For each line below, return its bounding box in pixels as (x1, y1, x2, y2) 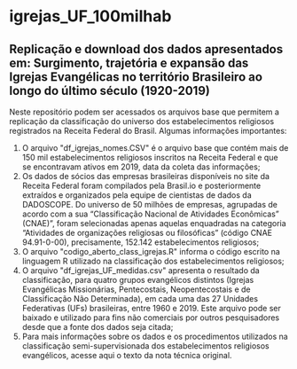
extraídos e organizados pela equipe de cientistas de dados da (21, 190, 253, 200)
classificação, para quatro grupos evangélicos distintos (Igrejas (21, 275, 254, 285)
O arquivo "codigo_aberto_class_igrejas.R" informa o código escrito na (21, 247, 281, 256)
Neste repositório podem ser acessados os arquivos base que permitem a (9, 106, 279, 117)
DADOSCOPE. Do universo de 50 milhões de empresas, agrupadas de (21, 200, 277, 209)
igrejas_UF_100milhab (9, 6, 172, 27)
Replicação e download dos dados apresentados (9, 42, 284, 57)
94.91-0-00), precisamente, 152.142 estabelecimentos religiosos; (21, 237, 260, 247)
